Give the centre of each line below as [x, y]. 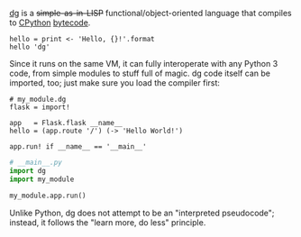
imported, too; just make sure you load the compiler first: [115, 83]
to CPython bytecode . [50, 23]
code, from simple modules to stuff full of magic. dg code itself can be [140, 73]
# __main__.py [36, 162]
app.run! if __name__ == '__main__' [78, 147]
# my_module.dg [38, 99]
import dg [28, 170]
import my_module [42, 179]
